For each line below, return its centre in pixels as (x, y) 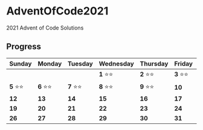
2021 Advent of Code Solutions (45, 28)
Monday (50, 63)
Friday (184, 63)
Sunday (21, 63)
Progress (24, 47)
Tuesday (80, 63)
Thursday (154, 63)
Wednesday (116, 63)
